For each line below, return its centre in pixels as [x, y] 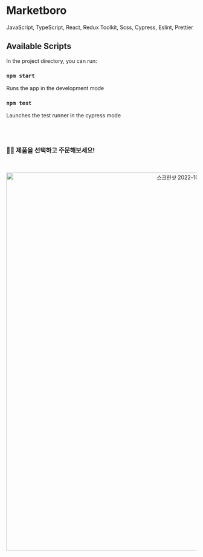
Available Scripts [39, 46]
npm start [21, 76]
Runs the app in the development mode [55, 88]
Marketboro [37, 11]
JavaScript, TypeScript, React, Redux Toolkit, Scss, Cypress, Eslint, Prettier [100, 27]
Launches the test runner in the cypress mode [64, 116]
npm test [19, 103]
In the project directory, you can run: [52, 60]
